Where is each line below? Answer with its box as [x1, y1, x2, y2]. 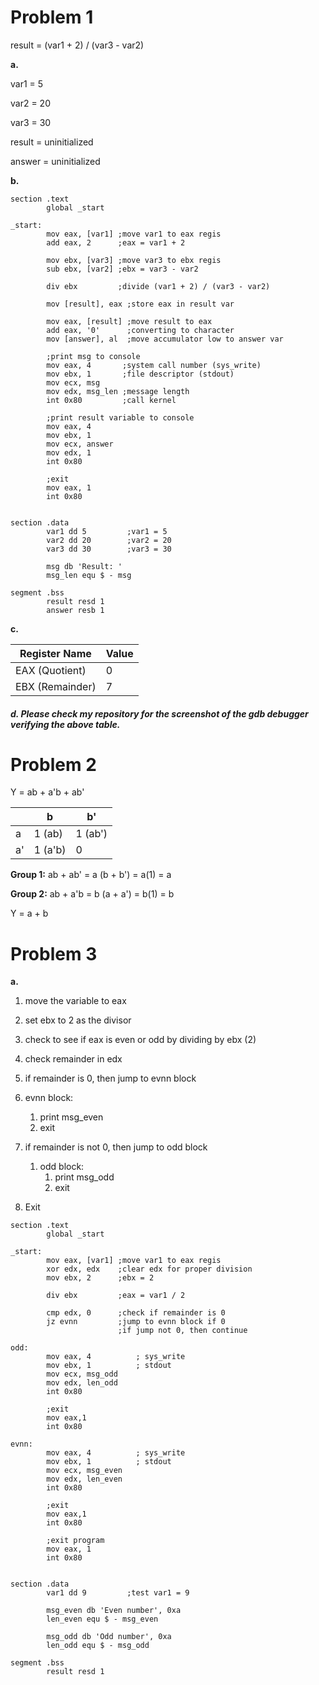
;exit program [46, 1536, 105, 1546]
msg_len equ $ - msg [46, 570, 132, 580]
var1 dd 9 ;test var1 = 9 [46, 1588, 190, 1598]
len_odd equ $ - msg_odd [46, 1641, 150, 1651]
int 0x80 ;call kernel [46, 395, 177, 405]
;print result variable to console [46, 412, 195, 423]
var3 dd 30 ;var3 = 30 [46, 544, 172, 554]
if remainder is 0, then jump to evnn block [24, 1072, 197, 1085]
